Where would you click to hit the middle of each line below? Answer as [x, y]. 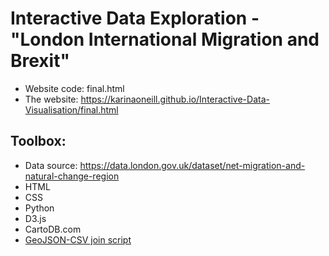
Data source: [51, 165]
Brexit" [40, 61]
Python [39, 208]
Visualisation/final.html [71, 109]
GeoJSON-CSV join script [78, 239]
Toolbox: [38, 141]
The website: [51, 99]
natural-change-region [72, 176]
